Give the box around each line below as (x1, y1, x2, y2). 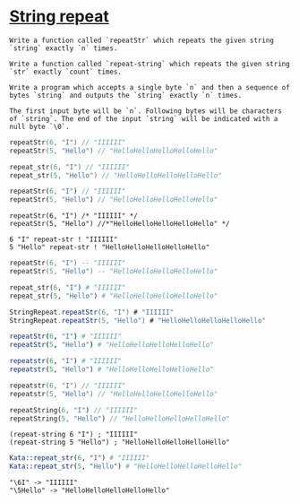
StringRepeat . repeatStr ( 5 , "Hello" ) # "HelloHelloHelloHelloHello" (9, 316, 267, 325)
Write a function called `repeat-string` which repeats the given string (9, 59, 291, 68)
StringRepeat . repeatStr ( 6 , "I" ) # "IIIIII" (9, 308, 175, 317)
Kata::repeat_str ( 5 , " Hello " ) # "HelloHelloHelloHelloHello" (9, 462, 243, 472)
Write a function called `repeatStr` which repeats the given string (9, 36, 275, 45)
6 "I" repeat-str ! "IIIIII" (9, 235, 118, 244)
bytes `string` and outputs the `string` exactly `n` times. (9, 91, 243, 100)
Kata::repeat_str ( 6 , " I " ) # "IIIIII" (9, 454, 150, 463)
